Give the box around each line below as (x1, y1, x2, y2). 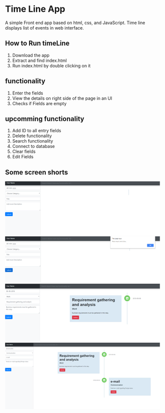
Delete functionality (12, 133, 52, 139)
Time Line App (5, 3, 65, 15)
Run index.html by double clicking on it (12, 62, 91, 68)
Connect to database (12, 144, 55, 149)
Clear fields (12, 148, 36, 154)
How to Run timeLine (5, 39, 70, 48)
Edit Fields (12, 154, 33, 160)
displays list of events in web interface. (5, 25, 84, 30)
